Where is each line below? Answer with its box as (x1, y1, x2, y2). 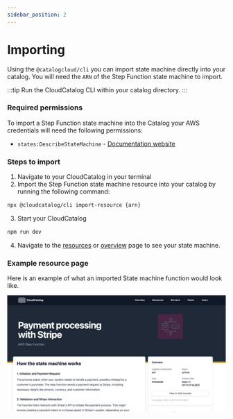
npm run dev (7, 229, 42, 236)
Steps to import (7, 157, 61, 166)
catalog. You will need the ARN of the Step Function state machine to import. (7, 72, 223, 80)
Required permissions (7, 103, 83, 112)
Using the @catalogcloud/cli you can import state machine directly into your (7, 65, 226, 73)
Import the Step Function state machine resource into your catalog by (17, 180, 216, 189)
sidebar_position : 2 (7, 11, 67, 18)
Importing (7, 42, 66, 58)
